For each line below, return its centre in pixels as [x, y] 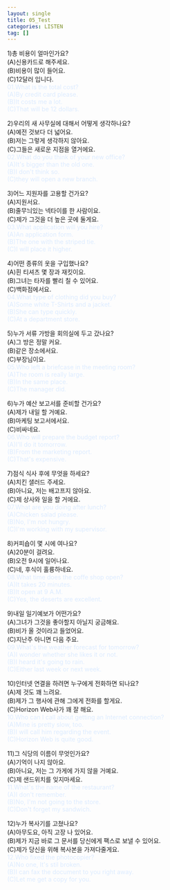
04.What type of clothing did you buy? [62, 297]
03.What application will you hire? [55, 227]
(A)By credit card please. [42, 95]
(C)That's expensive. [37, 459]
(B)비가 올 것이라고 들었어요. [46, 631]
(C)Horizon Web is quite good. [50, 739]
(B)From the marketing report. [49, 452]
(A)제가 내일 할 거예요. [37, 412]
